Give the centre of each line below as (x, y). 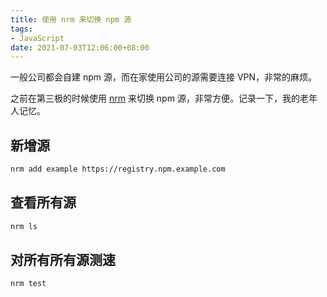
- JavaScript (37, 38)
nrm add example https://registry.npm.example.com (118, 169)
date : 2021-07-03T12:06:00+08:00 (80, 47)
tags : (21, 29)
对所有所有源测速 (63, 260)
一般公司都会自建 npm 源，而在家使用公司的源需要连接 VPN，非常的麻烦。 (164, 77)
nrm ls (24, 226)
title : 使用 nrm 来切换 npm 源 (71, 19)
